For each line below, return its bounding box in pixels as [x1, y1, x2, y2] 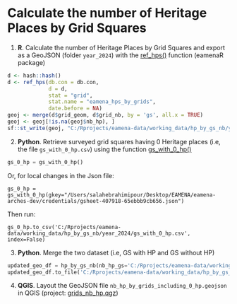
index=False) [7, 235, 46, 243]
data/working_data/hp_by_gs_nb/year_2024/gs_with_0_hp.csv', [7, 230, 191, 237]
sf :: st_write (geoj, [7, 124, 65, 131]
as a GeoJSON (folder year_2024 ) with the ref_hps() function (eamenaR [17, 51, 224, 59]
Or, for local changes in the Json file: [7, 171, 114, 180]
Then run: [7, 210, 36, 218]
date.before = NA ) [48, 105, 102, 112]
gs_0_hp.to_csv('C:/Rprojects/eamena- [7, 223, 121, 230]
